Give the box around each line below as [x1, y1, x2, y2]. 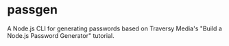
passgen [7, 2, 58, 18]
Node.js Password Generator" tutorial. [7, 31, 114, 39]
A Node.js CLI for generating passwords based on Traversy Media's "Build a [7, 24, 223, 32]
